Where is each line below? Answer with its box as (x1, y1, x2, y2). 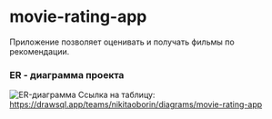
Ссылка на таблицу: (77, 89, 156, 101)
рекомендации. (9, 45, 70, 56)
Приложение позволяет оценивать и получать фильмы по (9, 36, 235, 47)
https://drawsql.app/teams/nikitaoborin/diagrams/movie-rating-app (9, 99, 263, 110)
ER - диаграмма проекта (9, 68, 125, 81)
